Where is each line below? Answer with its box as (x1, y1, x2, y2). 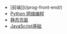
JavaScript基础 (10, 23, 42, 29)
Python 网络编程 (10, 10, 45, 16)
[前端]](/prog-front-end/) (10, 4, 62, 10)
